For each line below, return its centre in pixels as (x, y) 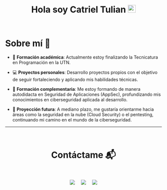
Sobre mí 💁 (28, 43)
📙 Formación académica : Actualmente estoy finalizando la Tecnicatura (85, 57)
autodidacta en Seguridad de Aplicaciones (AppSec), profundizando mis (86, 94)
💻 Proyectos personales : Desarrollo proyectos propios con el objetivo (85, 72)
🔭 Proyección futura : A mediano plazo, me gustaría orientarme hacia (83, 109)
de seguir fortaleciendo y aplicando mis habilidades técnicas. (75, 79)
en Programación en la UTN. (41, 62)
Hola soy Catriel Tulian (79, 10)
